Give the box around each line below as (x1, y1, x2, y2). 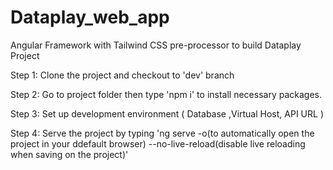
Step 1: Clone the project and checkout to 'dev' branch (10, 69, 235, 81)
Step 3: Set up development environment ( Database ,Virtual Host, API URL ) (10, 107, 324, 120)
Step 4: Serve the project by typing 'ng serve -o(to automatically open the (10, 127, 315, 139)
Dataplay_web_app (10, 6, 170, 29)
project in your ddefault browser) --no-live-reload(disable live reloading (10, 137, 306, 150)
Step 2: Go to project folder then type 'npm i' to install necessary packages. (10, 88, 322, 100)
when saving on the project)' (10, 148, 129, 160)
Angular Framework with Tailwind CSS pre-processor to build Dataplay (10, 39, 302, 51)
